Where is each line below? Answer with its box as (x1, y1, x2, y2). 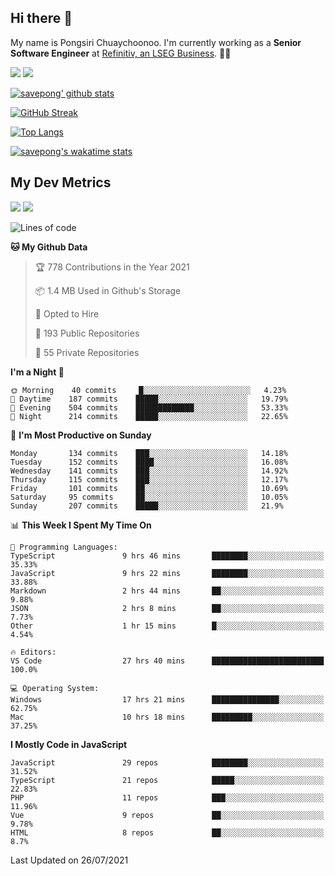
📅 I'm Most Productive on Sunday (10, 429, 152, 441)
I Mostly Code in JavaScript (10, 738, 128, 750)
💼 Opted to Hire (34, 307, 100, 320)
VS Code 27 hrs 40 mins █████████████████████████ (10, 656, 325, 666)
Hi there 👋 (10, 10, 73, 27)
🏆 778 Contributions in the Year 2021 (34, 261, 190, 273)
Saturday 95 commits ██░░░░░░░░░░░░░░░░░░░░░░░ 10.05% (10, 492, 288, 502)
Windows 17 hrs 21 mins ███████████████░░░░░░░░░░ (10, 694, 325, 705)
